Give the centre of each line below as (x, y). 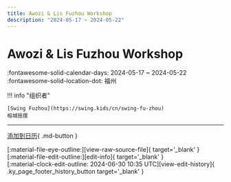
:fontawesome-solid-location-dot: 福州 (62, 81)
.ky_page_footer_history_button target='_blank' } (76, 172)
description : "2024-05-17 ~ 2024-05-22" (66, 20)
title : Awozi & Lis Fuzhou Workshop (59, 13)
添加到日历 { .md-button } (42, 136)
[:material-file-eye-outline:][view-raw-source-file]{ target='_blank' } (103, 150)
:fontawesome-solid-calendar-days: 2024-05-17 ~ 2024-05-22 (97, 73)
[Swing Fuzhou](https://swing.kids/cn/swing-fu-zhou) (86, 109)
